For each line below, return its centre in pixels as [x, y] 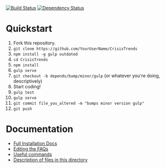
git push [23, 109]
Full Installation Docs [35, 143]
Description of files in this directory [50, 160]
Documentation [40, 129]
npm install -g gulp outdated [46, 54]
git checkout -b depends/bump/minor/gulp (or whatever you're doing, [87, 76]
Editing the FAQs [31, 148]
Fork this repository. [34, 43]
